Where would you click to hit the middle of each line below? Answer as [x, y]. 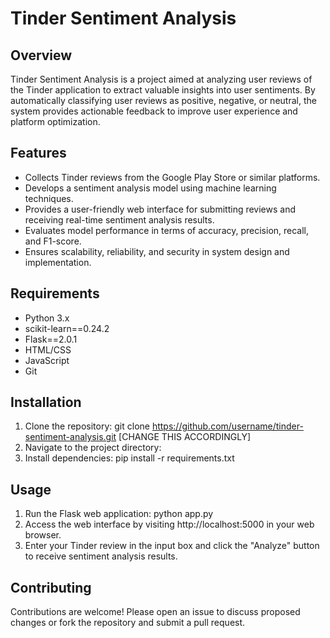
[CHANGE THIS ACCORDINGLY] [185, 437]
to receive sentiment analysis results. [101, 556]
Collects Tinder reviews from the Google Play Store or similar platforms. [172, 177]
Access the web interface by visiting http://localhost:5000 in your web [169, 524]
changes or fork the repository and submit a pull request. [128, 623]
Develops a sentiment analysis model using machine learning [150, 188]
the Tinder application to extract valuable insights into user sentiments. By [163, 90]
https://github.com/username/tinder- [227, 426]
